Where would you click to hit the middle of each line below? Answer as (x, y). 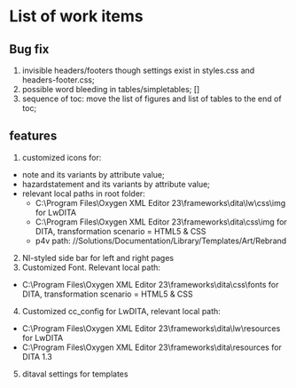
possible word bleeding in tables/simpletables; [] (111, 89)
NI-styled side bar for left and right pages (98, 257)
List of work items (76, 16)
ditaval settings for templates (75, 374)
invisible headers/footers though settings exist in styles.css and (138, 70)
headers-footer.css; (58, 80)
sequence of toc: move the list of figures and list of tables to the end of (152, 99)
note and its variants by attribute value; (93, 174)
